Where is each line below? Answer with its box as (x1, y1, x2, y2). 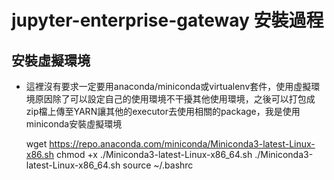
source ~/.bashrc (122, 159, 194, 171)
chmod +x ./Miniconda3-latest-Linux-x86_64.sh (55, 149, 253, 160)
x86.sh (25, 149, 55, 160)
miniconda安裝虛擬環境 (25, 118, 123, 130)
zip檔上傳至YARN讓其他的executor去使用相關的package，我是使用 (25, 106, 301, 117)
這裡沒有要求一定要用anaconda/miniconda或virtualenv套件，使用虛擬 (25, 81, 312, 92)
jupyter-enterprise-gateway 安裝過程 (11, 9, 324, 32)
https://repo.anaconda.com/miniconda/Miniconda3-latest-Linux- (49, 138, 316, 150)
